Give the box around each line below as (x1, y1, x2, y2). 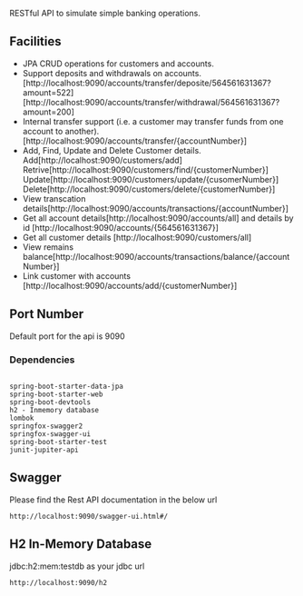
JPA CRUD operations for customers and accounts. (22, 58, 215, 69)
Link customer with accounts (22, 270, 132, 281)
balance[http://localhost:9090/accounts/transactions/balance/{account (22, 251, 290, 262)
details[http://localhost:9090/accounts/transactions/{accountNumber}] (22, 203, 288, 214)
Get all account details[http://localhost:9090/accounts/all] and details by (22, 213, 294, 223)
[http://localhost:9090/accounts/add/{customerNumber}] (22, 280, 238, 291)
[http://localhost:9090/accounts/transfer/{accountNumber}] (22, 135, 248, 146)
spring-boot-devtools (9, 397, 92, 407)
